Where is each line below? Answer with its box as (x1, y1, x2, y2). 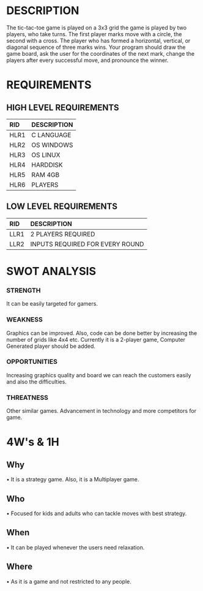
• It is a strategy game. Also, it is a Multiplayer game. (6, 476, 139, 483)
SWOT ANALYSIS (6, 264, 97, 278)
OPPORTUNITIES (6, 358, 58, 366)
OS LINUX (31, 151, 61, 159)
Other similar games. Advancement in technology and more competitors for (6, 407, 197, 415)
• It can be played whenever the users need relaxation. (6, 543, 145, 551)
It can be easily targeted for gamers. (6, 300, 98, 307)
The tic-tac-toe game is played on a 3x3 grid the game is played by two (6, 24, 187, 31)
